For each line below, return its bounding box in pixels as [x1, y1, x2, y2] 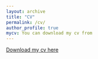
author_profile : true [6, 25, 59, 31]
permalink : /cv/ [6, 19, 45, 25]
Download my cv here [6, 46, 59, 53]
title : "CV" [6, 14, 35, 20]
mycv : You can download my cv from [6, 30, 93, 36]
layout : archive [6, 8, 45, 15]
